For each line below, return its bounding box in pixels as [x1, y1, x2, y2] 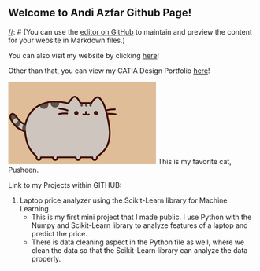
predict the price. [31, 229, 88, 238]
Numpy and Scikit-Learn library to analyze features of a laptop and [31, 220, 248, 230]
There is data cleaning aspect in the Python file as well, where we [31, 237, 245, 247]
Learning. [19, 203, 51, 213]
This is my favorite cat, [157, 156, 232, 166]
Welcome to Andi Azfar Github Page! [8, 6, 192, 20]
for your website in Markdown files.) [8, 35, 126, 45]
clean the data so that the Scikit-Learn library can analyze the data [31, 245, 248, 255]
